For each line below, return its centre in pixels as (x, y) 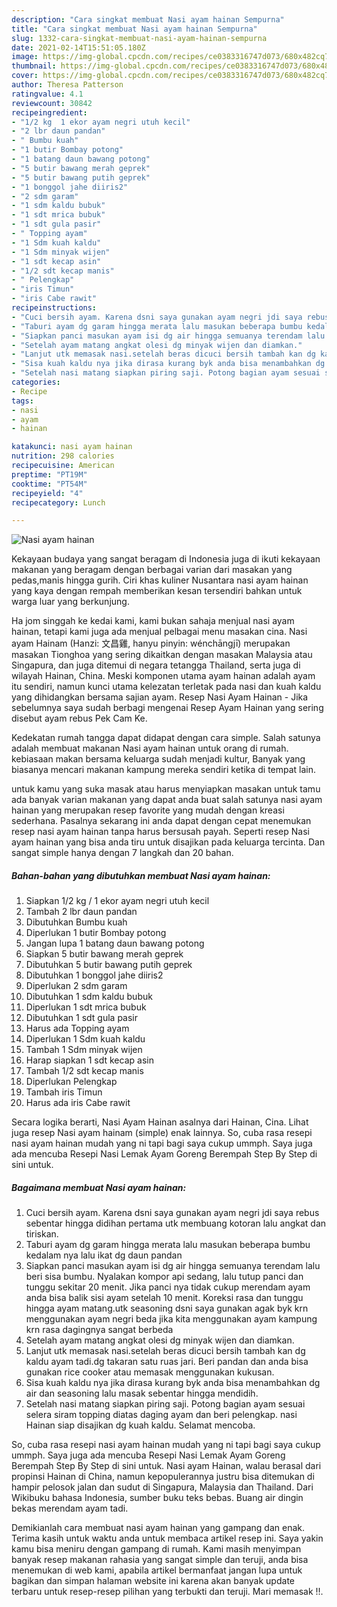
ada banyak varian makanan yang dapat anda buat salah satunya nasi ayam (167, 800)
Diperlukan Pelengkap (71, 1082)
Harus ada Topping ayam (77, 1028)
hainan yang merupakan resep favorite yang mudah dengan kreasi (148, 810)
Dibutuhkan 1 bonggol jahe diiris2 (94, 975)
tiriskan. (42, 1234)
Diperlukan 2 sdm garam (76, 986)
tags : (22, 401)
